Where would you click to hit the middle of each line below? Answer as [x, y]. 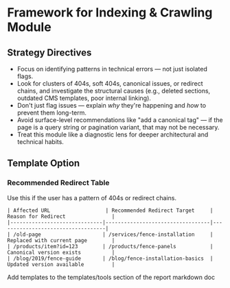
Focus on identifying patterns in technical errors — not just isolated [112, 69]
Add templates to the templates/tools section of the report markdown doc [111, 277]
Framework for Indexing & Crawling [110, 13]
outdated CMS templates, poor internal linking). [84, 98]
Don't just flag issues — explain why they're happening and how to [112, 105]
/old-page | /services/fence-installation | [113, 235]
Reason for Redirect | [61, 216]
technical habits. [40, 142]
